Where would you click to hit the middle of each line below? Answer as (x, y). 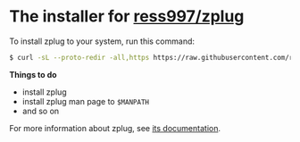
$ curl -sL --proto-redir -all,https (79, 57)
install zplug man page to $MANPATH (86, 101)
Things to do (33, 74)
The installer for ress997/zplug (127, 17)
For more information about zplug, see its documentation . (115, 128)
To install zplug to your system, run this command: (102, 41)
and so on (41, 111)
